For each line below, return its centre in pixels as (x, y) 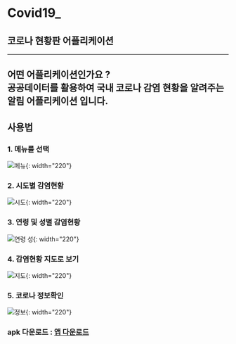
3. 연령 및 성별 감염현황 (44, 222)
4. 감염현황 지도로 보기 (43, 259)
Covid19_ (34, 13)
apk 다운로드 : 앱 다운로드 (48, 332)
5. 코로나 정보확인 (35, 295)
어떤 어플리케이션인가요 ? (59, 75)
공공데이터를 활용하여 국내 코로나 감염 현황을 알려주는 (116, 88)
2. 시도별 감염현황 (36, 186)
